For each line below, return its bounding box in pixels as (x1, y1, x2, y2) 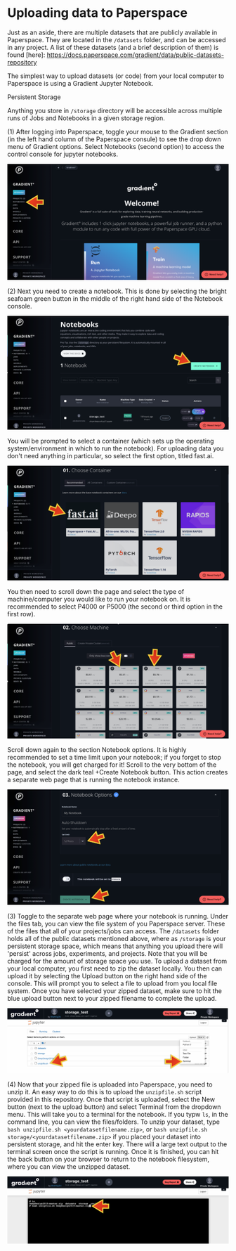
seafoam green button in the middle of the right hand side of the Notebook (7, 294, 223, 303)
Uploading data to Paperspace (7, 5, 188, 21)
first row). (7, 609, 36, 618)
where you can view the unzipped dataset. (7, 1162, 131, 1171)
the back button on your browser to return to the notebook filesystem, (7, 1155, 209, 1164)
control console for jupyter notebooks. (7, 150, 118, 158)
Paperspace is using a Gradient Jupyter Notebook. (7, 79, 154, 87)
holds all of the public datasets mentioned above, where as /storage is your (7, 935, 226, 943)
